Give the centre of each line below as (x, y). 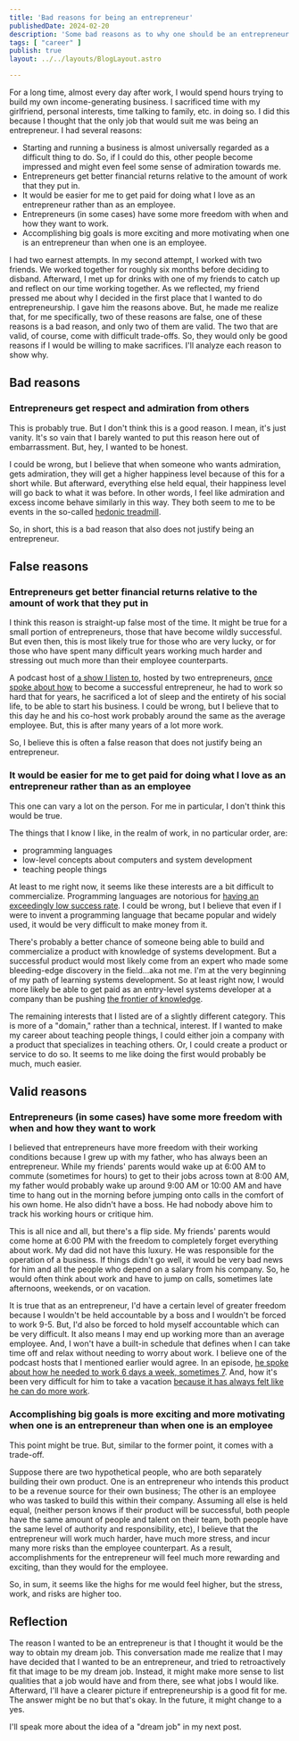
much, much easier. (46, 1064)
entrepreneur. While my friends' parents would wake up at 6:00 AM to (137, 1166)
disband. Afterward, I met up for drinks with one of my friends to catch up (145, 279)
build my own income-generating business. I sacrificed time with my (135, 102)
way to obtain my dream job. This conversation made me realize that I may (146, 1653)
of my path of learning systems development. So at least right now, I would (147, 980)
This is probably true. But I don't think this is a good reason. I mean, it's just (148, 428)
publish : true (36, 51)
